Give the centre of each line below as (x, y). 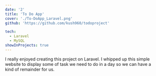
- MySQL (17, 41)
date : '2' (15, 9)
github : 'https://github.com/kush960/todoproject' (57, 23)
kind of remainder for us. (30, 69)
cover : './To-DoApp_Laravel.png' (39, 18)
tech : (10, 32)
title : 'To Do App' (25, 14)
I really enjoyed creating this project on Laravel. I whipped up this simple (77, 59)
